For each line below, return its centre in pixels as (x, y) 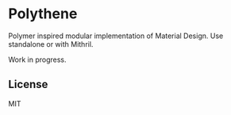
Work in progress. (37, 59)
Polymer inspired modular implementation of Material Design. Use (116, 36)
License (28, 84)
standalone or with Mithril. (51, 44)
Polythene (43, 14)
